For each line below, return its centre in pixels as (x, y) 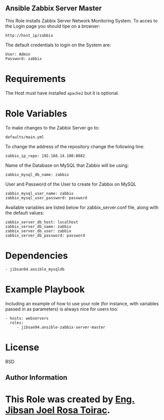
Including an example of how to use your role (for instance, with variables (82, 303)
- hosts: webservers (27, 318)
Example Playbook (45, 289)
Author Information (36, 377)
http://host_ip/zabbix (29, 35)
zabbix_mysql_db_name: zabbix (37, 175)
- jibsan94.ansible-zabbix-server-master (61, 327)
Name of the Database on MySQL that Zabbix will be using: (67, 165)
